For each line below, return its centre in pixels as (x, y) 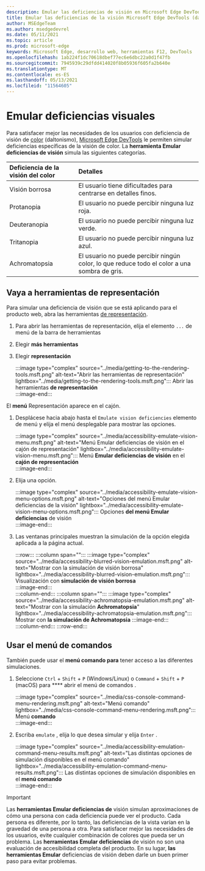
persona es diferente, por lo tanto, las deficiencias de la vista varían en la (98, 822)
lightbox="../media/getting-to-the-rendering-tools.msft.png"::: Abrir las (104, 381)
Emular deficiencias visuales (81, 116)
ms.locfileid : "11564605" (39, 86)
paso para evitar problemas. (42, 861)
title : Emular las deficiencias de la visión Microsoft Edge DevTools (98, 18)
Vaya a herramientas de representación (83, 293)
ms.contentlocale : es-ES (38, 75)
